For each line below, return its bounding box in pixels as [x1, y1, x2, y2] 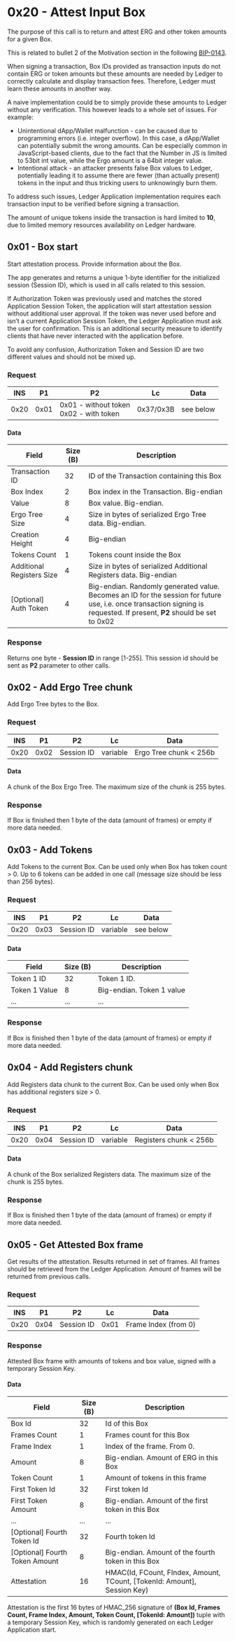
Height [10, 539, 33, 548]
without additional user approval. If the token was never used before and [7, 309, 217, 318]
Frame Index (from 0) [125, 1320, 196, 1330]
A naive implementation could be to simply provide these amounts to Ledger [7, 97, 227, 106]
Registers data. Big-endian [88, 570, 177, 580]
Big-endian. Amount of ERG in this [105, 1452, 219, 1462]
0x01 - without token [59, 400, 131, 410]
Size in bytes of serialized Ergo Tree [88, 510, 206, 520]
